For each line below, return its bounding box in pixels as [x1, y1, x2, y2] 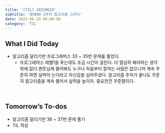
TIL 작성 [12, 122, 29, 128]
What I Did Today [5, 39, 59, 48]
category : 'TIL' [5, 21, 39, 26]
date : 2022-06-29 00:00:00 [5, 16, 61, 21]
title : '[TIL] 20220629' [5, 7, 56, 12]
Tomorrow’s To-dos [5, 102, 67, 111]
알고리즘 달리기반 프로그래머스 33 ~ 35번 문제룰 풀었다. [12, 53, 120, 60]
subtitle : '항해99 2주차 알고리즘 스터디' [5, 12, 83, 17]
